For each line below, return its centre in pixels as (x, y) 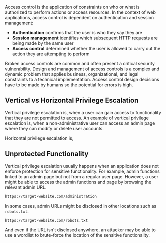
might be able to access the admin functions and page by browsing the (78, 182)
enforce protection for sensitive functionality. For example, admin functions (82, 171)
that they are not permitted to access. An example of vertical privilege (77, 118)
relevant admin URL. (26, 187)
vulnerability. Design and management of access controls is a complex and (82, 69)
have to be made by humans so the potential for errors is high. (69, 85)
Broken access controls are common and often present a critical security (80, 64)
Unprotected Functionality (47, 154)
